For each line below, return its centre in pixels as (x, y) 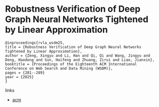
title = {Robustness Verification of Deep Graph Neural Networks (73, 47)
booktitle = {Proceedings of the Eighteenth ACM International (71, 64)
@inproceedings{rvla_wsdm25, (35, 43)
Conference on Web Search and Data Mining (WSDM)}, (59, 68)
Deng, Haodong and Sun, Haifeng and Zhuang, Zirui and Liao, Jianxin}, (80, 60)
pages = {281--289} (25, 73)
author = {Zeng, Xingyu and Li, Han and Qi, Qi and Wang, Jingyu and (78, 55)
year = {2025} (20, 77)
